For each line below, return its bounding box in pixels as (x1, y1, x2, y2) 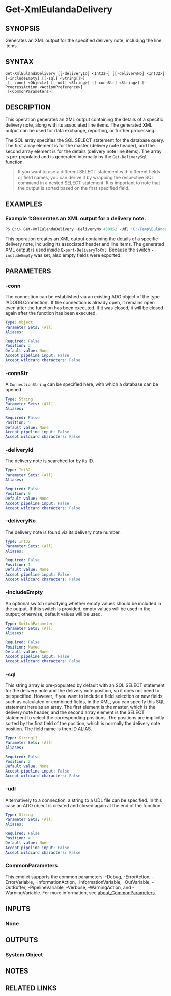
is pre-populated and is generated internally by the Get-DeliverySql (5, 153, 147, 159)
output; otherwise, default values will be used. (5, 611, 102, 617)
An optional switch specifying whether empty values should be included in (5, 601, 162, 607)
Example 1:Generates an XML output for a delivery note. (5, 215, 146, 222)
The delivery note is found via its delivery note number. (5, 529, 121, 535)
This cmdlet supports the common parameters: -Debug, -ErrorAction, (5, 874, 151, 880)
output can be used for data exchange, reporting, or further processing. (5, 127, 156, 133)
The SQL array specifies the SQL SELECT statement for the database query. (5, 137, 164, 143)
